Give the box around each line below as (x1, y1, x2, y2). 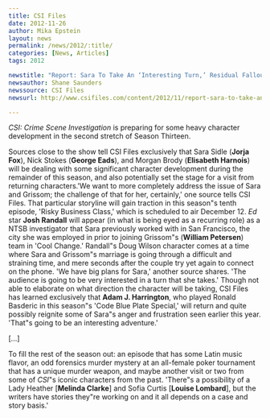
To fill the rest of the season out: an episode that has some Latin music (8, 350, 243, 359)
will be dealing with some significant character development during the (8, 164, 243, 174)
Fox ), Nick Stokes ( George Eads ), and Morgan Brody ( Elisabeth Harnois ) (8, 155, 251, 165)
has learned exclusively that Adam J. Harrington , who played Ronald (8, 292, 236, 302)
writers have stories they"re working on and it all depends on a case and (8, 392, 248, 402)
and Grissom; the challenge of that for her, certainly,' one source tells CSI (8, 190, 251, 200)
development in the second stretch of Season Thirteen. (8, 131, 191, 141)
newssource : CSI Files (8, 86, 84, 94)
